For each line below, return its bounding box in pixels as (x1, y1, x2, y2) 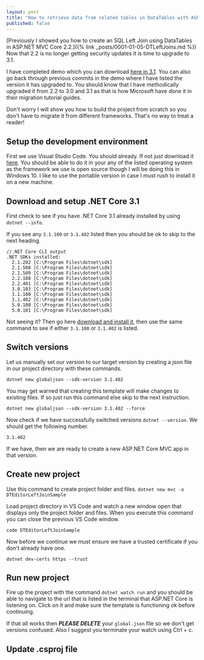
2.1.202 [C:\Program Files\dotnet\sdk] (12, 259, 113, 265)
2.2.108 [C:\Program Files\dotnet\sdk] (12, 275, 113, 281)
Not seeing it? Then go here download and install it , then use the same (6, 318, 183, 325)
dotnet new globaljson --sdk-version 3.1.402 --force (6, 405, 146, 412)
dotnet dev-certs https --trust (6, 556, 88, 562)
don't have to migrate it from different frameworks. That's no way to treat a (6, 112, 194, 119)
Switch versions (6, 342, 69, 353)
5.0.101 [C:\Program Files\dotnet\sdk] (12, 307, 113, 314)
